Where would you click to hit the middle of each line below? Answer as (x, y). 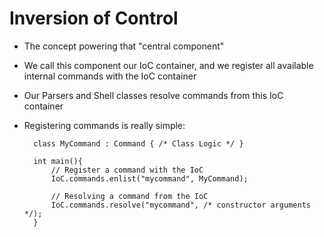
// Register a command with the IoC (127, 170)
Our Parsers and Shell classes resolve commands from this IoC (153, 95)
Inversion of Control (94, 18)
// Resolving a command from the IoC (129, 196)
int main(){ (58, 161)
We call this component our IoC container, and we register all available (168, 65)
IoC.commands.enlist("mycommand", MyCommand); (149, 178)
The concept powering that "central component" (124, 46)
